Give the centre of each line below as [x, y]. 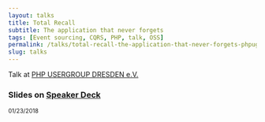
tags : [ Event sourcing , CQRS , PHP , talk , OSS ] [86, 37]
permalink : [26, 45]
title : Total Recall [42, 23]
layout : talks [32, 15]
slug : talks [28, 52]
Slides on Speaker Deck [54, 94]
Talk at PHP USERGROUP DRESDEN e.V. [73, 74]
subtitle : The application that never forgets [86, 30]
